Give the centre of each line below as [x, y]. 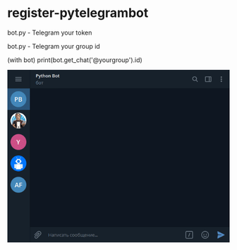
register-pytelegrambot [78, 13]
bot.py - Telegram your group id [54, 46]
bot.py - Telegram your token [50, 32]
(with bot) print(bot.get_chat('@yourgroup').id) [75, 60]
